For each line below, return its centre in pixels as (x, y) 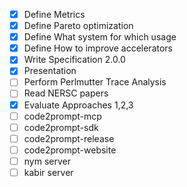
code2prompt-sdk (61, 127)
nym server (47, 161)
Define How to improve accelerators (98, 48)
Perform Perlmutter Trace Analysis (95, 82)
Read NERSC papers (66, 93)
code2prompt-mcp (62, 116)
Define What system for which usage (100, 37)
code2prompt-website (70, 150)
